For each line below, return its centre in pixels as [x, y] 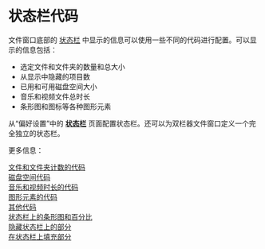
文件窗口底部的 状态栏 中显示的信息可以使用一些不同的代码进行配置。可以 [129, 40]
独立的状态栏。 [40, 133]
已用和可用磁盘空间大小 [58, 86]
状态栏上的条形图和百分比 [50, 216]
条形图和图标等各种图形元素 [65, 106]
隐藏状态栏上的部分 [40, 227]
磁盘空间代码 [29, 177]
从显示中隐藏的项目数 [55, 76]
